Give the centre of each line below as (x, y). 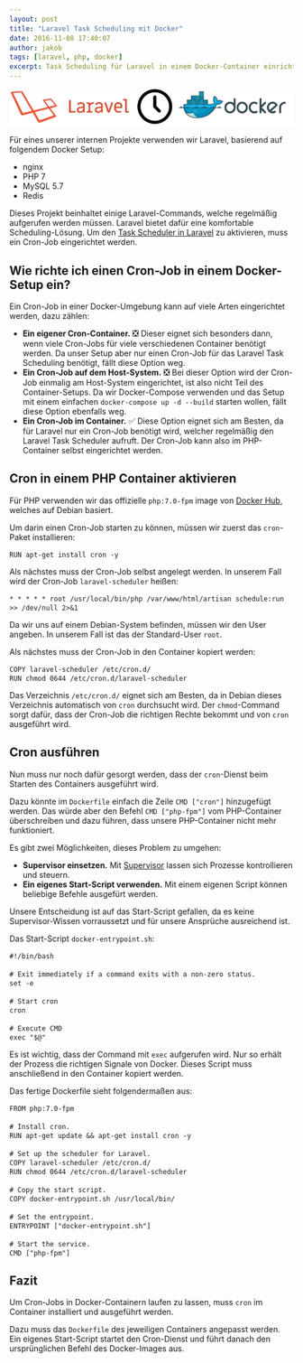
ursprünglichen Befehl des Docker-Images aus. (97, 1349)
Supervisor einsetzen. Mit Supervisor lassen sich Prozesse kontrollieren (157, 865)
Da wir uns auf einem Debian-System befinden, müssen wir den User (138, 624)
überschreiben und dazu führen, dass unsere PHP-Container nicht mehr (143, 820)
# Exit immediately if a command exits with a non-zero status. (133, 974)
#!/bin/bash (32, 956)
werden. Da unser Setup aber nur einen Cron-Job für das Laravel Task (153, 353)
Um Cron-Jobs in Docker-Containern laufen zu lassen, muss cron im (136, 1302)
